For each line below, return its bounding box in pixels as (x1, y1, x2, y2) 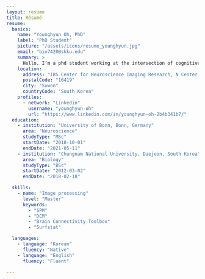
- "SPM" (28, 207, 48, 214)
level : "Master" (22, 196, 64, 202)
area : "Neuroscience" (22, 128, 78, 134)
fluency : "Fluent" (22, 258, 70, 264)
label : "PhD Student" (17, 37, 72, 43)
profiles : (17, 94, 43, 100)
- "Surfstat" (28, 224, 62, 231)
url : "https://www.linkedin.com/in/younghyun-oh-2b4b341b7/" (28, 111, 187, 117)
